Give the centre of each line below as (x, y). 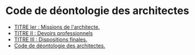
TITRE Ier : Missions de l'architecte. (57, 27)
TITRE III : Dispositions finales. (51, 39)
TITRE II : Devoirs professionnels (53, 33)
